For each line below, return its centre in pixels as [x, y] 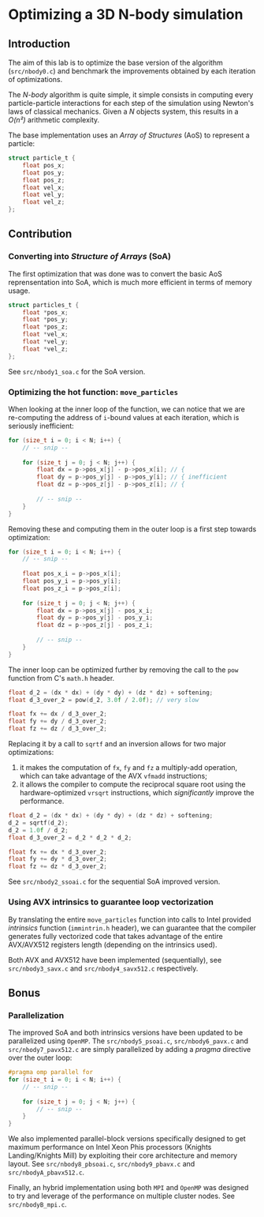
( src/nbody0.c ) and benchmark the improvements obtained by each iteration [132, 71]
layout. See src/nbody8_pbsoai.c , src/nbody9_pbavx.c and [102, 1164]
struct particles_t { [44, 305]
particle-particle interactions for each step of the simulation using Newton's [131, 103]
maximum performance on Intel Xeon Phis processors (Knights [110, 1148]
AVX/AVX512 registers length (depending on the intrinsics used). [113, 945]
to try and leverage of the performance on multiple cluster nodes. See [121, 1196]
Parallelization [36, 1015]
